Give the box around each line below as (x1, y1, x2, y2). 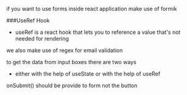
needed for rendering (15, 35, 69, 42)
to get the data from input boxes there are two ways (6, 59, 137, 65)
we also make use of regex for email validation (6, 47, 123, 54)
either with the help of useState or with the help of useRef (15, 70, 160, 77)
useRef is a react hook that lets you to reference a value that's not (15, 28, 181, 36)
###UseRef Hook (6, 17, 50, 24)
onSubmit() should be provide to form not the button (6, 82, 138, 89)
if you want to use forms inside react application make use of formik (6, 5, 177, 12)
